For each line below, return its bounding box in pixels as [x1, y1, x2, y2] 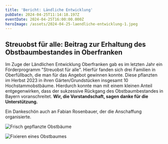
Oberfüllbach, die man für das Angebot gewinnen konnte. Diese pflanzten [5, 72, 158, 78]
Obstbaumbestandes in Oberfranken [5, 48, 123, 56]
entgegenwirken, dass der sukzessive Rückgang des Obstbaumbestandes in [5, 88, 163, 94]
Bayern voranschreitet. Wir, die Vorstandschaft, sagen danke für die [5, 94, 148, 100]
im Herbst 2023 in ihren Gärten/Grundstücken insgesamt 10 [5, 78, 129, 84]
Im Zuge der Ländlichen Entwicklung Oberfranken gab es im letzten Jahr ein [5, 61, 163, 67]
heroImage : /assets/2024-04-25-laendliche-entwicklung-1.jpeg [5, 21, 138, 27]
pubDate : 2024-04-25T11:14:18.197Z [5, 12, 80, 17]
